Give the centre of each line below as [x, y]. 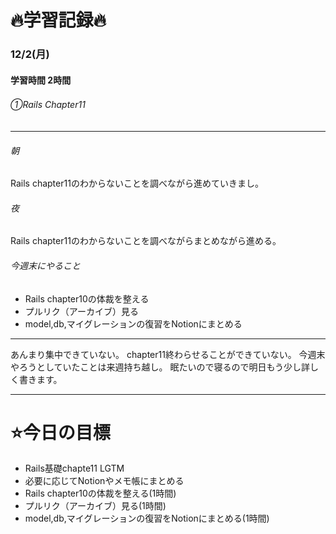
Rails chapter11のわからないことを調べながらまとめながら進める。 [146, 241]
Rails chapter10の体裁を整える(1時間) [100, 493]
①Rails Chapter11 [48, 105]
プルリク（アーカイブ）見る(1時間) [95, 506]
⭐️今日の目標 [60, 432]
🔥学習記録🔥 [58, 20]
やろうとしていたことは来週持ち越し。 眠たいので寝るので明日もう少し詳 [160, 367]
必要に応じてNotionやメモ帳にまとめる [104, 481]
